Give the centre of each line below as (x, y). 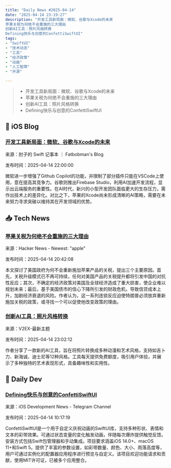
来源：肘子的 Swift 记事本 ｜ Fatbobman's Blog (54, 154)
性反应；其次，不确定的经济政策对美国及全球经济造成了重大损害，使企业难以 (85, 283)
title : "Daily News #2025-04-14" (41, 10)
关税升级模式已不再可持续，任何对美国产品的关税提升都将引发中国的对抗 (90, 276)
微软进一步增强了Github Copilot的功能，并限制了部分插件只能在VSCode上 (82, 176)
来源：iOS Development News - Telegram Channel (58, 407)
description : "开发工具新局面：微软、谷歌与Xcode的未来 (59, 19)
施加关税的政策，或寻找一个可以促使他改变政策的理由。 (63, 302)
